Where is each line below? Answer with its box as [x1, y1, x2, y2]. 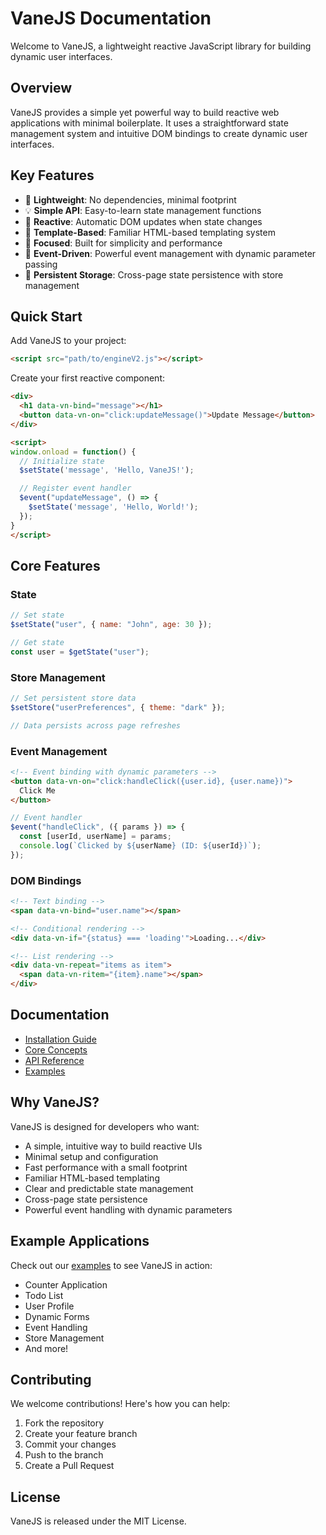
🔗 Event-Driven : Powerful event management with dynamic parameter [24, 247, 317, 259]
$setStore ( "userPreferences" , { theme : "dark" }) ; [10, 702, 226, 712]
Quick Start [10, 308, 83, 325]
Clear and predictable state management [24, 1182, 194, 1194]
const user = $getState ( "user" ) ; [10, 647, 150, 657]
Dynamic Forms [24, 1310, 90, 1322]
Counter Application [24, 1278, 108, 1291]
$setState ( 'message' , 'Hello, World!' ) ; [28, 502, 199, 512]
